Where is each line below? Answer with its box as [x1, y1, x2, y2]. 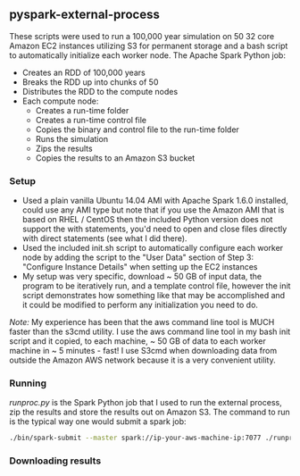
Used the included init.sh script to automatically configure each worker [21, 243, 284, 254]
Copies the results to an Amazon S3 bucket [35, 152, 196, 163]
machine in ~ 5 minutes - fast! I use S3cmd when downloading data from [9, 346, 278, 356]
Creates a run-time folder [35, 104, 129, 115]
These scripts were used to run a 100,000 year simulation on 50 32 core [9, 30, 275, 41]
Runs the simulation [35, 133, 109, 144]
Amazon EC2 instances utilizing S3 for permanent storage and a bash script [9, 40, 288, 51]
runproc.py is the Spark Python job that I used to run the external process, [9, 397, 283, 408]
